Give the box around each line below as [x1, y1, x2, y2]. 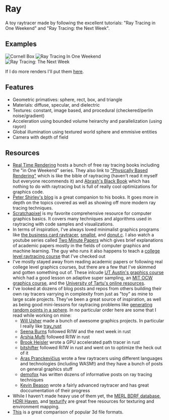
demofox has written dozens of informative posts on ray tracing [20, 371, 152, 378]
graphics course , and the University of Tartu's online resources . [12, 280, 145, 286]
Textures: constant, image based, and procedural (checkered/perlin [12, 107, 153, 113]
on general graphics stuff [20, 366, 73, 372]
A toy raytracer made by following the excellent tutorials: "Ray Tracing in [5, 20, 155, 26]
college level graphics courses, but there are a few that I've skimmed [12, 264, 156, 270]
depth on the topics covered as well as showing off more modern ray [12, 200, 156, 206]
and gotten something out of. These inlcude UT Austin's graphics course [12, 269, 164, 275]
